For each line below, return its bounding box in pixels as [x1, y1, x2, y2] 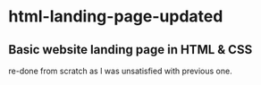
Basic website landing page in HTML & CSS [8, 42, 253, 57]
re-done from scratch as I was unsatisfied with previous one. [8, 65, 233, 76]
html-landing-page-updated [8, 6, 223, 27]
